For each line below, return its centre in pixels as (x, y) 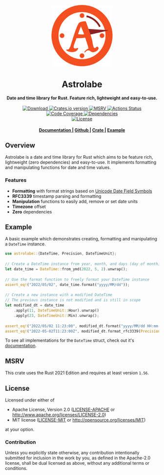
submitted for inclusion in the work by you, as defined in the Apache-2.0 (78, 458)
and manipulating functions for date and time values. (58, 167)
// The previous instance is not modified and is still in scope (73, 300)
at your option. (20, 429)
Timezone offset (29, 206)
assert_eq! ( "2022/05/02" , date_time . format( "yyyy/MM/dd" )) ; (68, 285)
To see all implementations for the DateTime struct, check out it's (70, 340)
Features (16, 180)
